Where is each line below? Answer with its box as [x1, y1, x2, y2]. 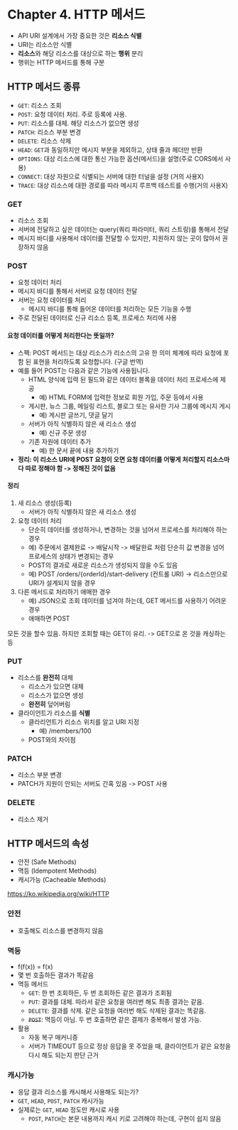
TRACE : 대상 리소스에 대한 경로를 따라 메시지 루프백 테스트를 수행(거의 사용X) [17, 181, 229, 189]
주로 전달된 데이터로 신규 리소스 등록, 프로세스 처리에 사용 [17, 313, 178, 322]
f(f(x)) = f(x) [17, 962, 53, 971]
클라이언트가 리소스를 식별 [17, 709, 91, 718]
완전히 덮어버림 [28, 700, 71, 709]
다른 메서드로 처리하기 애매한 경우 [17, 587, 112, 596]
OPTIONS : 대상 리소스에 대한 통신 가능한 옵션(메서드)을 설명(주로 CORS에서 [17, 154, 224, 163]
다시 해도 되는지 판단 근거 [28, 1051, 99, 1060]
